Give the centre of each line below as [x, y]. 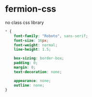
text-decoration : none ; [38, 72]
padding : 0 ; [26, 63]
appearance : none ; [32, 81]
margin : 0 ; [25, 68]
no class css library [25, 22]
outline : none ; [29, 85]
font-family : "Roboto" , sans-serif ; [51, 36]
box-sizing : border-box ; [39, 58]
